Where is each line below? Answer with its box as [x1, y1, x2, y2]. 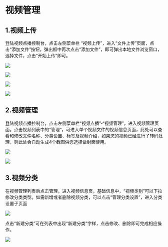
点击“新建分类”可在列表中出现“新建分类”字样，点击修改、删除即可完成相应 [5, 220, 157, 226]
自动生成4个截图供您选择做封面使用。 [31, 139, 109, 145]
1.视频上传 [5, 26, 37, 34]
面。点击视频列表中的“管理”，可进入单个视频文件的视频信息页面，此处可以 [5, 126, 158, 132]
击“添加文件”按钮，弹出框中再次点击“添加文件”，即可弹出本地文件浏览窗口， [5, 46, 162, 52]
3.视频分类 [5, 174, 38, 182]
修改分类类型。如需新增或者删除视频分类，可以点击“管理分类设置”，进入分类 [5, 194, 162, 200]
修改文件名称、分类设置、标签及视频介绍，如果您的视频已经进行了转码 [13, 133, 158, 139]
